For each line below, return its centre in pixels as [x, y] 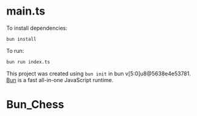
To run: [15, 50]
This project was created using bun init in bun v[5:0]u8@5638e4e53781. [99, 73]
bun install [21, 39]
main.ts [26, 11]
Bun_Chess [35, 104]
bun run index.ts [28, 62]
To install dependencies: [37, 28]
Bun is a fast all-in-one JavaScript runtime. [60, 80]
